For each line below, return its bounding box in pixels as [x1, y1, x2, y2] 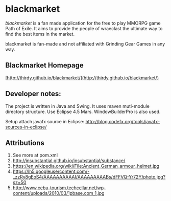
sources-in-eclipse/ [5, 124, 47, 130]
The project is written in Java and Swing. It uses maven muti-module [5, 103, 150, 109]
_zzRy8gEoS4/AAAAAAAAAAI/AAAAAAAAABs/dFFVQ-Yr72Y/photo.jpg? [12, 174, 166, 180]
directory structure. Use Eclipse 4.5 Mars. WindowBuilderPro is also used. [5, 108, 161, 115]
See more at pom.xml [12, 152, 58, 159]
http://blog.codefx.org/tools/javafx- [85, 118, 160, 124]
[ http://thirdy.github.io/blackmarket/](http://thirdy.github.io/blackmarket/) [5, 75, 159, 81]
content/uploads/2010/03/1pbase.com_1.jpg [12, 190, 105, 196]
